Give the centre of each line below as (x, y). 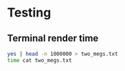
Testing (29, 13)
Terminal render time (53, 38)
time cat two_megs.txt (39, 60)
